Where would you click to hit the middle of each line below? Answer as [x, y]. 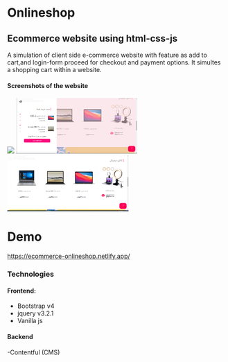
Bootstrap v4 [36, 306]
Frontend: [22, 291]
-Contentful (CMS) [34, 352]
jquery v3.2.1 [35, 313]
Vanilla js [30, 321]
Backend [20, 336]
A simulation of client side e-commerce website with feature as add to [107, 55]
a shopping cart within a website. [54, 70]
